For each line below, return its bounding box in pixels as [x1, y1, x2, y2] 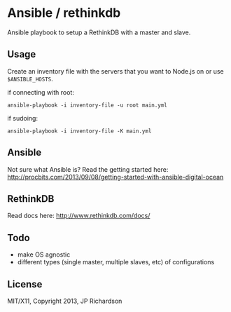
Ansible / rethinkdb [7, 5, 121, 21]
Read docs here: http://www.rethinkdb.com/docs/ [7, 212, 150, 220]
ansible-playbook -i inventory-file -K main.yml [7, 128, 152, 135]
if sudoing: [7, 114, 38, 122]
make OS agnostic [17, 250, 71, 259]
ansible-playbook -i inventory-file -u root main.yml [7, 102, 168, 109]
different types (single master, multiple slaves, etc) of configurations [17, 258, 215, 266]
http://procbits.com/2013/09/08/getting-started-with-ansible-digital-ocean [7, 172, 224, 181]
